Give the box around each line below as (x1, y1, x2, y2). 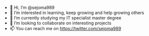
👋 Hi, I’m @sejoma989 (9, 5, 55, 10)
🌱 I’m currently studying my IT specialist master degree (9, 15, 122, 20)
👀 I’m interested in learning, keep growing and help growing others (9, 10, 145, 16)
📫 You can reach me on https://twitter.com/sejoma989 (9, 26, 122, 31)
